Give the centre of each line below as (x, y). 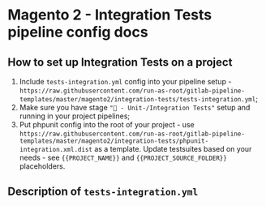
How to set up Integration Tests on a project (120, 62)
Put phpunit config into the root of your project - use (107, 124)
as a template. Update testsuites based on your (173, 149)
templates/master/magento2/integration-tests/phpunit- (114, 141)
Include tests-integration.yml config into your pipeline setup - (125, 82)
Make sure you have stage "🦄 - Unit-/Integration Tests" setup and (135, 107)
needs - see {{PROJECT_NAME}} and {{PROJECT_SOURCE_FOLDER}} (123, 157)
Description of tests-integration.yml (103, 192)
